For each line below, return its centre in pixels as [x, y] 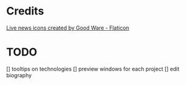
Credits [25, 11]
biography [19, 75]
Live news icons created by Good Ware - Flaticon [68, 28]
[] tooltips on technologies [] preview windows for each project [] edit [93, 69]
